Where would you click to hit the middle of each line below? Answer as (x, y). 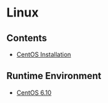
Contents (27, 38)
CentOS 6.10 (34, 92)
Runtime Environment (54, 76)
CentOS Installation (44, 54)
